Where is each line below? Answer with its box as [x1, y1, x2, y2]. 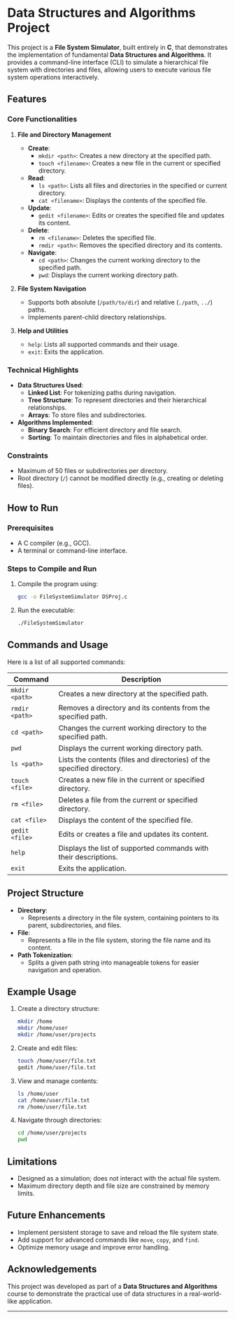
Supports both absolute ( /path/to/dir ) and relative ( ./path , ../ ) [27, 298, 213, 306]
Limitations [7, 1155, 57, 1167]
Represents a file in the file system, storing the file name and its [27, 936, 211, 944]
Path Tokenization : [17, 950, 73, 959]
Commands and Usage [7, 639, 108, 651]
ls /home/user [17, 1090, 59, 1097]
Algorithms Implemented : [17, 418, 94, 426]
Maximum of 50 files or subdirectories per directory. [17, 467, 168, 475]
